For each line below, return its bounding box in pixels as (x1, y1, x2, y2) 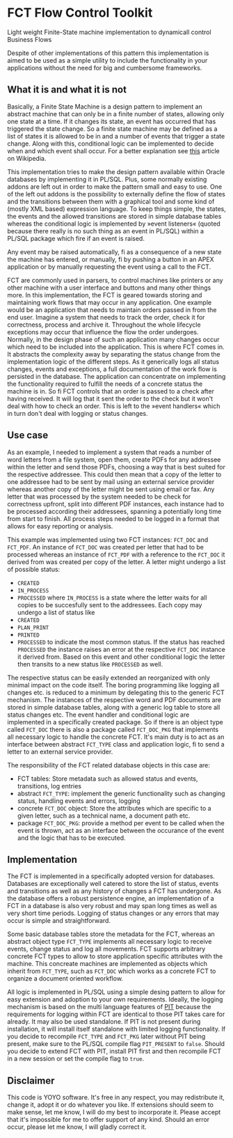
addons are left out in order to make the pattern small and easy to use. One (7, 182, 223, 191)
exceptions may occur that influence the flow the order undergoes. (7, 327, 200, 336)
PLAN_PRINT (17, 624, 49, 631)
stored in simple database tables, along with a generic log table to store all (7, 703, 220, 711)
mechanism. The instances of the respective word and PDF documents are (7, 695, 221, 704)
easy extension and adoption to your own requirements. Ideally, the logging (7, 995, 223, 1004)
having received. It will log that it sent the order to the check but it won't (7, 394, 214, 403)
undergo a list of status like (17, 608, 95, 616)
